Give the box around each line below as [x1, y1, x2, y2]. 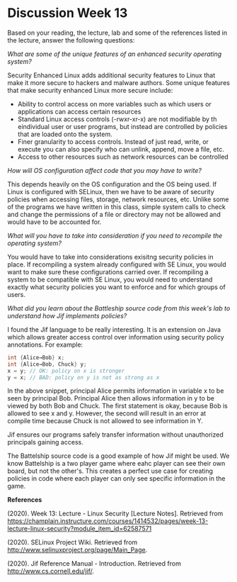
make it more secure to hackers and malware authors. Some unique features [7, 78, 230, 86]
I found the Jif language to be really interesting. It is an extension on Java [7, 325, 221, 334]
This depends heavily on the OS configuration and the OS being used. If [7, 179, 217, 189]
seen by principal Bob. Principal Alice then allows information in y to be [7, 394, 214, 403]
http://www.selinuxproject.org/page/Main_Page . [7, 546, 148, 554]
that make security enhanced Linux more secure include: [7, 86, 173, 94]
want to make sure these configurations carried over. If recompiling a [7, 267, 209, 276]
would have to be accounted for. [7, 218, 102, 226]
